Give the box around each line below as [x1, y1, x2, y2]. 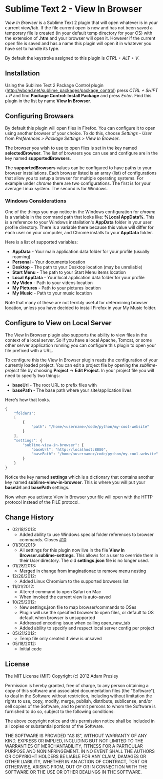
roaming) [12, 253, 31, 260]
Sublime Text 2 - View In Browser [5, 3, 143, 15]
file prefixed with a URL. [5, 347, 54, 353]
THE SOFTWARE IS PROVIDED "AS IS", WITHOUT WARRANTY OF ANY [5, 733, 147, 738]
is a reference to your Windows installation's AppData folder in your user [5, 219, 152, 225]
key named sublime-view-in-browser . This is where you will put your [5, 479, 145, 485]
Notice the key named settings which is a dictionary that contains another [5, 474, 154, 480]
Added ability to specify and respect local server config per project [19, 625, 155, 631]
